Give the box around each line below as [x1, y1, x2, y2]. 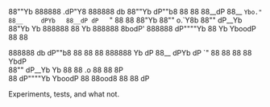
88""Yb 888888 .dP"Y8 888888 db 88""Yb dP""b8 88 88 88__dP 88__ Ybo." [8, 7, 263, 16]
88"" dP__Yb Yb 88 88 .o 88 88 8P [8, 65, 123, 75]
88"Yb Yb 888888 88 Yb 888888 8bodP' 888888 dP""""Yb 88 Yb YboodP [8, 24, 256, 33]
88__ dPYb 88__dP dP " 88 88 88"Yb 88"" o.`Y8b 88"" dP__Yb [8, 15, 243, 25]
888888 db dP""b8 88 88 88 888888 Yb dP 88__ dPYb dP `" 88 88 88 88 [8, 48, 252, 57]
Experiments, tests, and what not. [8, 89, 119, 99]
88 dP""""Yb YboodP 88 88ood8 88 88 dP [8, 74, 150, 83]
